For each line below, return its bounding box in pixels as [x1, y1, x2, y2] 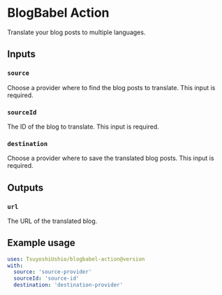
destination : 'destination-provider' [13, 282, 124, 289]
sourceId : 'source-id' [13, 275, 80, 282]
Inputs [7, 48, 36, 60]
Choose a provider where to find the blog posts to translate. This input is [7, 83, 216, 92]
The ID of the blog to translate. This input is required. [7, 122, 159, 131]
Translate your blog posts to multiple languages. [7, 28, 146, 36]
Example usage [7, 237, 75, 249]
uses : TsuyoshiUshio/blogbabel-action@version [7, 255, 145, 263]
